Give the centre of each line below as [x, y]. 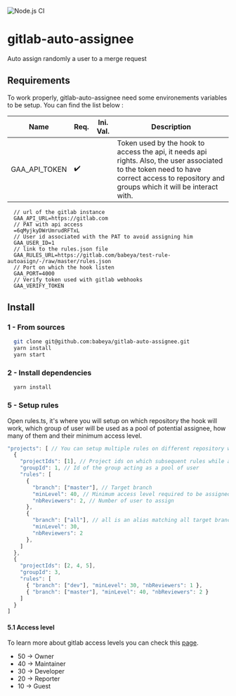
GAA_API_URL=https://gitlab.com [61, 218]
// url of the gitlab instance [59, 212]
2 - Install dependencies [50, 373]
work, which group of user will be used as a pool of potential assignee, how [117, 428]
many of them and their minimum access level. [75, 436]
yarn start [29, 355]
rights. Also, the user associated [170, 160]
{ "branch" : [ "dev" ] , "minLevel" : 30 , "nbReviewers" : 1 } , [114, 585]
